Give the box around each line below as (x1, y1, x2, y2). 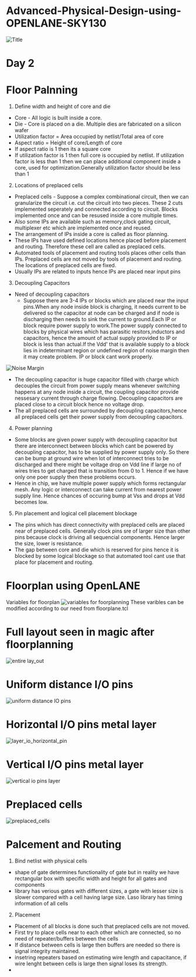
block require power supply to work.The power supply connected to (23, 322, 187, 329)
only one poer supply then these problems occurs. (14, 474, 136, 481)
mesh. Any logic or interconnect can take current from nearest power (14, 486, 182, 493)
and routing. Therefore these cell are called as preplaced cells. (14, 243, 166, 250)
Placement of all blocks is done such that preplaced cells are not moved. (14, 922, 190, 929)
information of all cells (14, 899, 68, 907)
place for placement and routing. (14, 559, 94, 566)
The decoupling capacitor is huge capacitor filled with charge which (14, 376, 179, 383)
